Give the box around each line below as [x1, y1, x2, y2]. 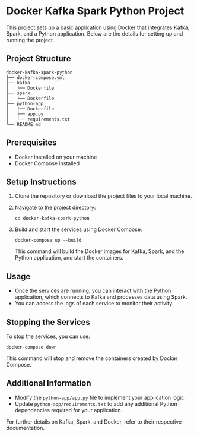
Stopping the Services [6, 317, 90, 327]
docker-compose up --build [14, 238, 82, 244]
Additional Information [6, 378, 91, 388]
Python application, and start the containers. [14, 254, 123, 261]
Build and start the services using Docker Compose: [14, 226, 142, 233]
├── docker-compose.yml [6, 74, 65, 81]
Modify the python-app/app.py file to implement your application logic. [14, 394, 186, 401]
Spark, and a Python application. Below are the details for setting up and [6, 30, 183, 37]
